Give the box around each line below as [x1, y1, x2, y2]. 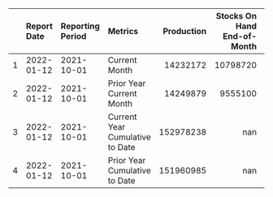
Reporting [60, 20, 100, 32]
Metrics [107, 26, 139, 36]
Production [162, 26, 207, 36]
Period [60, 31, 87, 41]
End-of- [223, 31, 258, 41]
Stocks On [215, 11, 258, 21]
